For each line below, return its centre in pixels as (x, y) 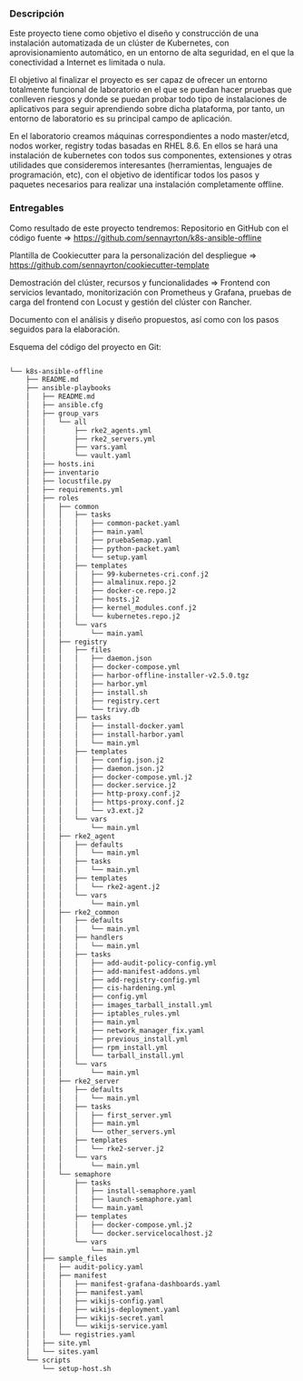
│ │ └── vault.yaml (78, 456)
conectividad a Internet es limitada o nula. (88, 63)
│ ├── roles (52, 498)
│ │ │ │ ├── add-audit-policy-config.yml (122, 963)
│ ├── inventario (63, 473)
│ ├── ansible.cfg (64, 405)
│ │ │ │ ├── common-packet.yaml (103, 524)
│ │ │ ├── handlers (75, 938)
